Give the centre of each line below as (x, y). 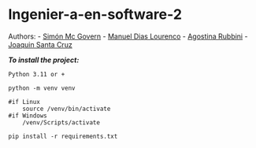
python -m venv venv (42, 88)
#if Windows (28, 116)
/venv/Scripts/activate (61, 122)
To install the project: (44, 60)
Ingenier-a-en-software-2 (95, 15)
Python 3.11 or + (37, 74)
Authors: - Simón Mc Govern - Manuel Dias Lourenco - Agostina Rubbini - (128, 36)
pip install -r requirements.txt (63, 136)
